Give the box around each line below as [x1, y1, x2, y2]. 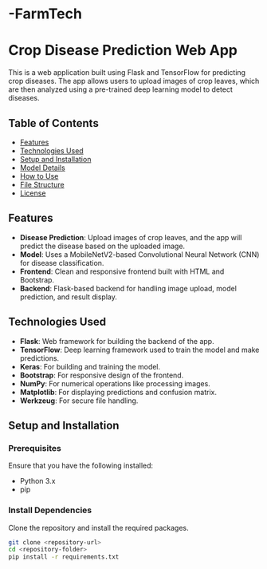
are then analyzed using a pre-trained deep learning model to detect [8, 85, 233, 94]
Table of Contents [8, 117, 100, 130]
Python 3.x [19, 476, 56, 486]
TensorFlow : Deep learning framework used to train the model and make [19, 345, 260, 354]
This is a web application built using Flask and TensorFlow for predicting [8, 68, 245, 77]
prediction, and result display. [19, 292, 118, 302]
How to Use [19, 171, 59, 180]
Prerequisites [8, 442, 61, 453]
